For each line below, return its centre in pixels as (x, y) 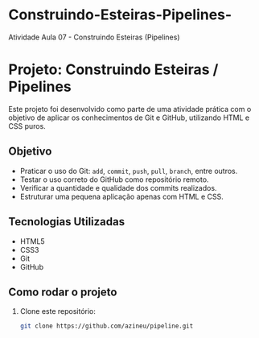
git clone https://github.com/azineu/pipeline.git (107, 326)
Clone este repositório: (58, 311)
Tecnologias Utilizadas (67, 222)
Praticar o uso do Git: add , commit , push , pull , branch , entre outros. (129, 171)
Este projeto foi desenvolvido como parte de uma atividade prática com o (130, 109)
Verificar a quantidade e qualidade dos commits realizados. (118, 188)
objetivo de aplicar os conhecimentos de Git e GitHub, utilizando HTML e (129, 117)
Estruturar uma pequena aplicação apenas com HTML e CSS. (121, 196)
